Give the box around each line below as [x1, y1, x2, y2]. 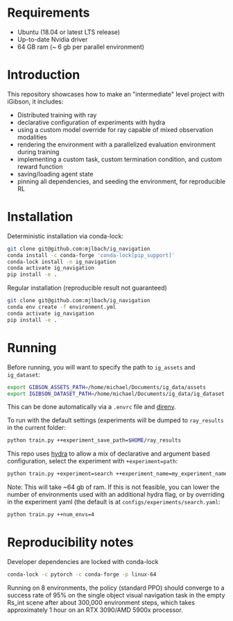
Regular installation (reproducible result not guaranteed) [7, 283, 168, 292]
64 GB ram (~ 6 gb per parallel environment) [17, 42, 144, 51]
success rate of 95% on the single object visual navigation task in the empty [7, 590, 225, 599]
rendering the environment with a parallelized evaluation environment [17, 140, 216, 149]
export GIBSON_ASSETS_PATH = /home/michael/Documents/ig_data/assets [7, 383, 207, 390]
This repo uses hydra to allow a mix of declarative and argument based [7, 449, 210, 458]
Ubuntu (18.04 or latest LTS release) [17, 28, 120, 36]
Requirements [7, 5, 90, 21]
